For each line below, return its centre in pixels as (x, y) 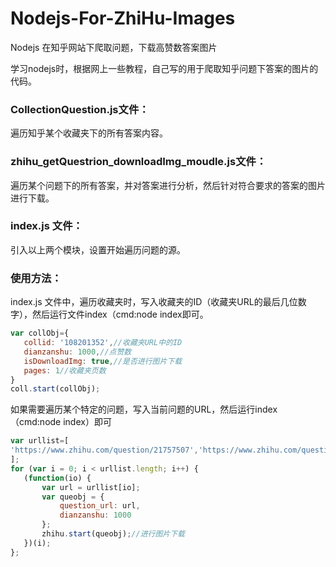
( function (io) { (57, 478)
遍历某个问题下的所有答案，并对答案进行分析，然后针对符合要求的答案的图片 (168, 185)
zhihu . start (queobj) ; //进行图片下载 (113, 534)
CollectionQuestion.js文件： (80, 109)
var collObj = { (40, 333)
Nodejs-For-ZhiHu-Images (123, 18)
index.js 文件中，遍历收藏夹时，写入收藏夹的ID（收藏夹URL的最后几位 (154, 302)
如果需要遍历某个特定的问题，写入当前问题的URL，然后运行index (144, 409)
